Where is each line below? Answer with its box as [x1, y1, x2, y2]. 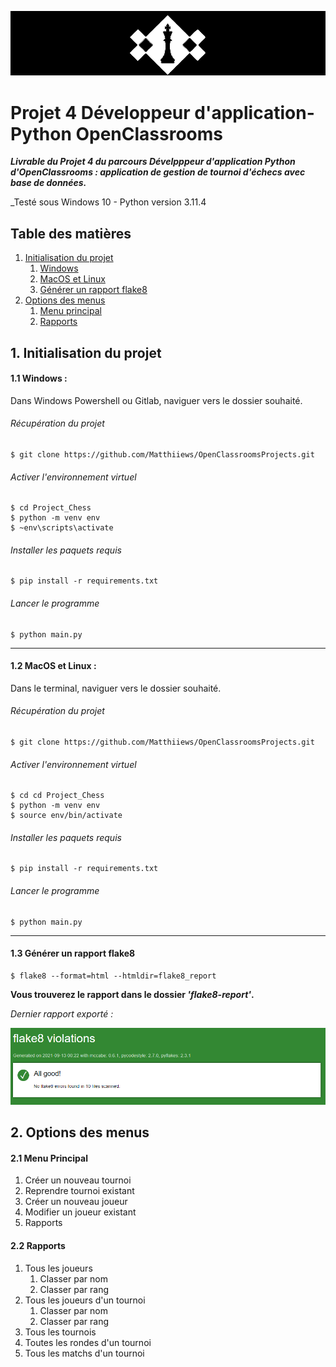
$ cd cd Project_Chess [10, 791, 105, 801]
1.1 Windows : [10, 372, 68, 385]
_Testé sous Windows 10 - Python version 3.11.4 [10, 196, 207, 208]
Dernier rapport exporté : [10, 1007, 114, 1020]
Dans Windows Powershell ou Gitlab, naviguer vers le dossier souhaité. [10, 394, 303, 406]
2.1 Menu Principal [10, 1152, 88, 1164]
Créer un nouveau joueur [24, 1196, 128, 1208]
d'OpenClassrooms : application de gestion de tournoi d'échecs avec [10, 166, 306, 178]
